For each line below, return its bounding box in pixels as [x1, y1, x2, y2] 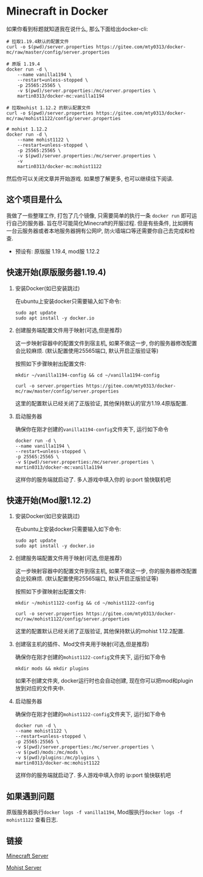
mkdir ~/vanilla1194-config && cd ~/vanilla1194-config [15, 372, 160, 378]
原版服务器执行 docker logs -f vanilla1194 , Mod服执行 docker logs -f [6, 809, 183, 816]
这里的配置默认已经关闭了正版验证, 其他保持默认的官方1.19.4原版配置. [15, 399, 188, 407]
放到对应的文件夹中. [15, 684, 65, 692]
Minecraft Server [6, 852, 49, 859]
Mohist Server [6, 864, 42, 871]
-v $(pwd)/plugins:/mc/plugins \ [15, 755, 100, 761]
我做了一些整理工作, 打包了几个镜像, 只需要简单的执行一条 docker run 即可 [6, 211, 192, 219]
